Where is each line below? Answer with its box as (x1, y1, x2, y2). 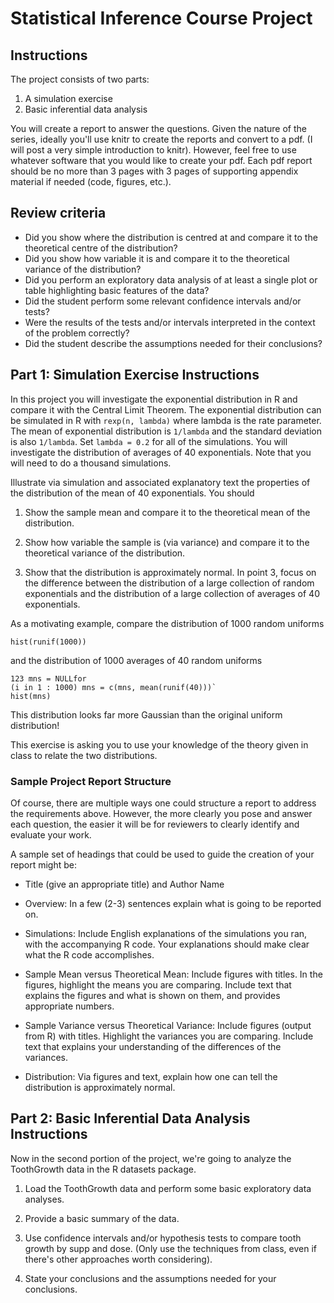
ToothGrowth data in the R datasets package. (10, 1163, 197, 1175)
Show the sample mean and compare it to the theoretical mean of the (24, 506, 311, 518)
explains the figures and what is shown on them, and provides (24, 989, 281, 1001)
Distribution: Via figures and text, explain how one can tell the (24, 1070, 278, 1082)
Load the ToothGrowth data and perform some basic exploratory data (24, 1182, 312, 1194)
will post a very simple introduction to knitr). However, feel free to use (10, 144, 297, 156)
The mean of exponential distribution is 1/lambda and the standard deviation (10, 425, 322, 437)
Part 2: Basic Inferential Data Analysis (10, 1110, 251, 1127)
